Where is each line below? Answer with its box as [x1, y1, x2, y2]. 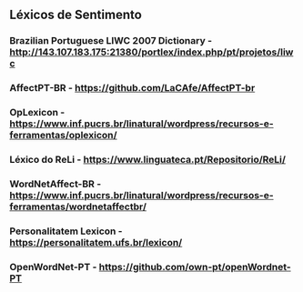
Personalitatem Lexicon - [9, 225, 123, 237]
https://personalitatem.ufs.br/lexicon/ [9, 236, 183, 248]
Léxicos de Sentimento [9, 7, 143, 23]
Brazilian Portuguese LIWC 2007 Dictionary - [9, 35, 212, 47]
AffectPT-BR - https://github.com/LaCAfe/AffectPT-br [9, 82, 256, 95]
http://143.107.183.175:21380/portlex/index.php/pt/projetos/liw [9, 45, 294, 58]
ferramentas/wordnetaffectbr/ [9, 200, 147, 213]
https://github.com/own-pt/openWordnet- [98, 260, 291, 273]
